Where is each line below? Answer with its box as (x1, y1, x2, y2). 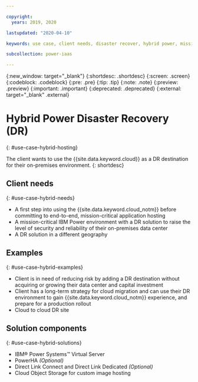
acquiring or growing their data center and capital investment (14, 281, 164, 288)
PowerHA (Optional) (14, 357, 64, 364)
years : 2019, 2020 (11, 19, 57, 25)
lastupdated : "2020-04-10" (6, 30, 72, 36)
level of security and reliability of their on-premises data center (14, 225, 168, 232)
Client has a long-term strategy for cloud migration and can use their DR (14, 287, 190, 295)
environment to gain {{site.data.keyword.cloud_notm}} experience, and (14, 294, 187, 301)
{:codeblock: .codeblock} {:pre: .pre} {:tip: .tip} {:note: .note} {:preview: (6, 79, 179, 86)
